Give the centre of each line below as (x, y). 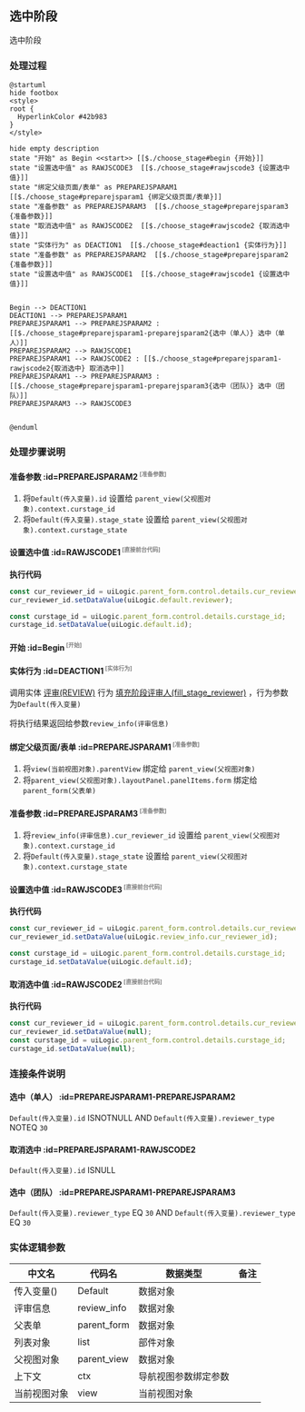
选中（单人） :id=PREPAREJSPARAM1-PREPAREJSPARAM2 (123, 1097)
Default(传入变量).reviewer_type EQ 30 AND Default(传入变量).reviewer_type (152, 1213)
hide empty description (54, 149)
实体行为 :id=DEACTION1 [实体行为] (71, 670)
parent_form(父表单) (59, 791)
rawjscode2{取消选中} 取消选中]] (67, 369)
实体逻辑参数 (38, 1248)
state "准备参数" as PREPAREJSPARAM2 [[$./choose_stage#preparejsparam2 (149, 255)
